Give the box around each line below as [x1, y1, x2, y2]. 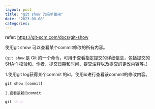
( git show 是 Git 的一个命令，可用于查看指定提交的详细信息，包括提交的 [5, 55, 150, 61]
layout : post [5, 7, 32, 12]
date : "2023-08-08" [5, 16, 45, 21]
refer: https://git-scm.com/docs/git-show [5, 34, 89, 40]
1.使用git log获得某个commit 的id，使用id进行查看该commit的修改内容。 [5, 72, 150, 78]
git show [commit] [5, 82, 43, 86]
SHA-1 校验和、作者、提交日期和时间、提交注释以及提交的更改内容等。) [5, 61, 148, 67]
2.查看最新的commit [5, 91, 41, 96]
